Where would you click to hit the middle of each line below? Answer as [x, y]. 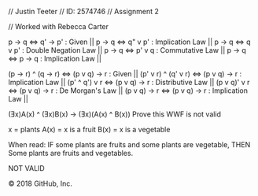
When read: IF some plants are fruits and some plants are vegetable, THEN [129, 144]
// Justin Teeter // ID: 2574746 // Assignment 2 [84, 11]
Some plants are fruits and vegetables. [71, 153]
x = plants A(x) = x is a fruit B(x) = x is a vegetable [89, 129]
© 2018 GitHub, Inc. [41, 183]
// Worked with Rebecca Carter [58, 26]
